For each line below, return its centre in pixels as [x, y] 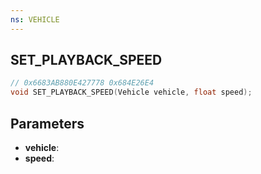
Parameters [47, 123]
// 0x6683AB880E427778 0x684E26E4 [82, 83]
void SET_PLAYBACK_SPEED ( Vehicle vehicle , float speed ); [131, 92]
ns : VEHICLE [35, 19]
